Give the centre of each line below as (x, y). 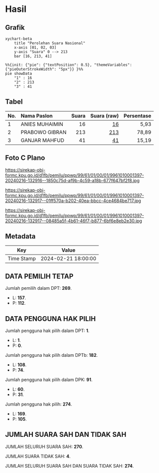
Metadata (20, 236)
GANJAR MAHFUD (42, 140)
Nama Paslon (37, 116)
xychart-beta (19, 39)
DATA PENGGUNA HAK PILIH (50, 319)
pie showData (19, 73)
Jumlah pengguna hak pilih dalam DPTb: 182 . (51, 355)
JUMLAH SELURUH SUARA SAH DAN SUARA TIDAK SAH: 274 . (70, 466)
